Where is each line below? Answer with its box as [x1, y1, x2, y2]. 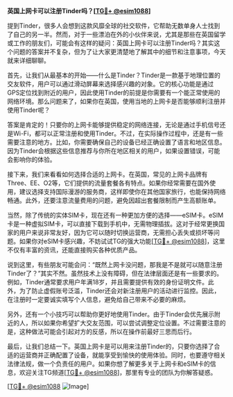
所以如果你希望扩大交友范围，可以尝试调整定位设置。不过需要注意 [31, 319, 220, 327]
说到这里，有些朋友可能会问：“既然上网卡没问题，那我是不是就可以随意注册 [7, 261, 223, 268]
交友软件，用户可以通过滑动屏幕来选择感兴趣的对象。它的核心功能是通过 [7, 80, 214, 88]
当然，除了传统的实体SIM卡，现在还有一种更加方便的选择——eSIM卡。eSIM [7, 211, 224, 219]
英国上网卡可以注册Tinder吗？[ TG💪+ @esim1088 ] [7, 7, 151, 15]
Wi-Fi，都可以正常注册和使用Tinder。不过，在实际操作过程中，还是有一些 [12, 129, 223, 138]
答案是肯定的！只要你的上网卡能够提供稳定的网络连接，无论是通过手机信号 [7, 121, 220, 129]
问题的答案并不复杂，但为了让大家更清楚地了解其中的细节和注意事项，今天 [12, 48, 226, 56]
